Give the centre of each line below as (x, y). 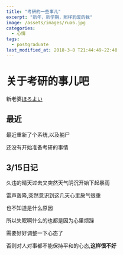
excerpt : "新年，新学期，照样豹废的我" (49, 17)
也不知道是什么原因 (30, 208)
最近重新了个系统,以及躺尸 (38, 134)
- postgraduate (30, 45)
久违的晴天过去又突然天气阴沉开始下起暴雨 (58, 183)
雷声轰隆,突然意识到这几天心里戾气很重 (54, 195)
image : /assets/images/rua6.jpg (46, 22)
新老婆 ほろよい (24, 99)
